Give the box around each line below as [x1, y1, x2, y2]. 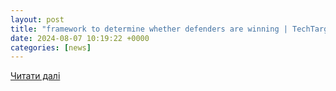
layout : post [10, 14, 65, 25]
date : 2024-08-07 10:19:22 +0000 [10, 33, 150, 43]
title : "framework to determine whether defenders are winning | [10, 24, 288, 34]
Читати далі [10, 70, 61, 82]
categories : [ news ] [10, 42, 92, 53]
